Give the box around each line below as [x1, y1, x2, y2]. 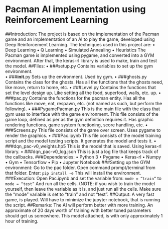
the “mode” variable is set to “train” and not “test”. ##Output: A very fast [5, 191, 154, 197]
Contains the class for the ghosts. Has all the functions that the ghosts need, [5, 79, 163, 85]
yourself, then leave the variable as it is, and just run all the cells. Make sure [5, 186, 161, 192]
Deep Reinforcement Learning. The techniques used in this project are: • [5, 41, 155, 47]
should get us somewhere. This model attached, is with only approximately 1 [5, 212, 163, 218]
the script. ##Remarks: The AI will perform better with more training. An [5, 202, 153, 208]
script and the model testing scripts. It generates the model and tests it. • [5, 137, 156, 144]
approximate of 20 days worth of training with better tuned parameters [5, 207, 151, 213]
